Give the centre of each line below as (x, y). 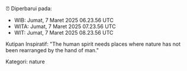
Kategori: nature (25, 62)
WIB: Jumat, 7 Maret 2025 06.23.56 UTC (64, 20)
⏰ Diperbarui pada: (29, 9)
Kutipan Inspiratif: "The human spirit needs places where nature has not (93, 44)
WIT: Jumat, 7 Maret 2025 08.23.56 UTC (64, 33)
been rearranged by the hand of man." (52, 50)
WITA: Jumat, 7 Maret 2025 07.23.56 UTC (65, 26)
